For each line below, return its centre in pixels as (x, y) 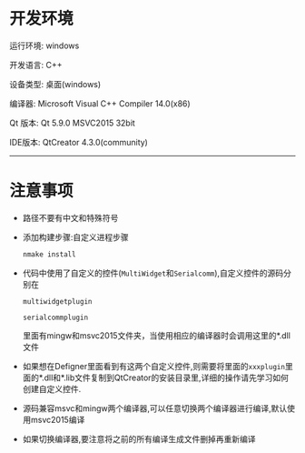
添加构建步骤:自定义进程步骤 (75, 237)
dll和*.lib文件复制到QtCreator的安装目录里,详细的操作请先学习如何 (166, 377)
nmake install (49, 254)
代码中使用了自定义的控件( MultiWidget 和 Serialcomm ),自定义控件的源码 (153, 273)
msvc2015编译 (58, 419)
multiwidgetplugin (57, 301)
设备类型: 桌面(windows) (55, 84)
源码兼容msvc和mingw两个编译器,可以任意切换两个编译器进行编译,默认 (155, 408)
